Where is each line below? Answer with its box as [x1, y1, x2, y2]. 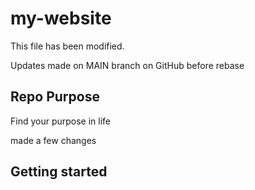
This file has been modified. [10, 40, 125, 52]
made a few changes [10, 134, 97, 146]
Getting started [10, 163, 108, 181]
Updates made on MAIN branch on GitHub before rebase [10, 59, 245, 71]
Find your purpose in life [10, 115, 112, 127]
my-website [10, 7, 112, 30]
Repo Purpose [10, 88, 100, 106]
